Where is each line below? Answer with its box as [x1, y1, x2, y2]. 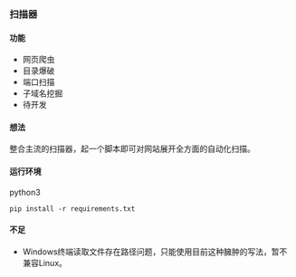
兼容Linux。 [22, 257, 68, 268]
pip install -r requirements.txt [9, 204, 136, 214]
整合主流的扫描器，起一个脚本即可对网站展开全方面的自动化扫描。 [9, 143, 255, 155]
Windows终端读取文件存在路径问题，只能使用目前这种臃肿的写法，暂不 [22, 246, 288, 257]
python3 [9, 186, 41, 197]
